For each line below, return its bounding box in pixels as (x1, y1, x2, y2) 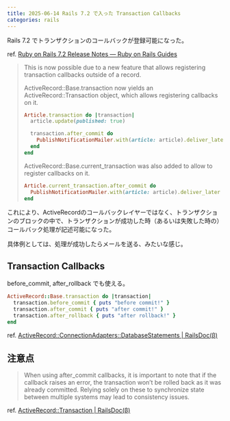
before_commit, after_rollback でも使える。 (7, 279, 129, 288)
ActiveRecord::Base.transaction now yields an (23, 84, 154, 92)
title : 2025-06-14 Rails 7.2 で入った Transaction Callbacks (7, 10, 181, 17)
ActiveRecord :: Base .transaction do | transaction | (7, 293, 152, 300)
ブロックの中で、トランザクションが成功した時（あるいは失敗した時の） (18, 217, 223, 225)
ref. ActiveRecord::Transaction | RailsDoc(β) (7, 406, 131, 415)
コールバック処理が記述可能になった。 (7, 226, 115, 234)
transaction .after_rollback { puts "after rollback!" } (13, 312, 176, 319)
